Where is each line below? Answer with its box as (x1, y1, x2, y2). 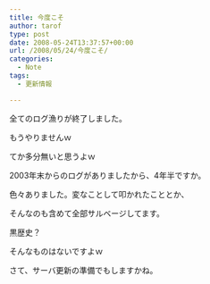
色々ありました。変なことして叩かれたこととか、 (9, 188, 189, 199)
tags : (9, 71, 29, 80)
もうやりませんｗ (9, 131, 72, 143)
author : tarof (9, 21, 63, 30)
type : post (9, 29, 50, 38)
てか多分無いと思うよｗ (9, 151, 96, 162)
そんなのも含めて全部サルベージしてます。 (9, 207, 165, 219)
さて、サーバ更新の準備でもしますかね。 (9, 264, 158, 275)
